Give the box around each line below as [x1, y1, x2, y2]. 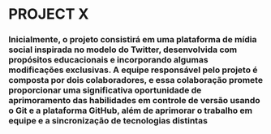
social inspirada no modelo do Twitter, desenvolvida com [8, 44, 238, 55]
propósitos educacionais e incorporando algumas [8, 54, 209, 66]
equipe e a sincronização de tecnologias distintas [8, 115, 209, 127]
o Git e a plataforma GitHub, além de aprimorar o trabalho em [8, 105, 253, 116]
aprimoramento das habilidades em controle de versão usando [8, 95, 261, 106]
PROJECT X [8, 5, 89, 24]
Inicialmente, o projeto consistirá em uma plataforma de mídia [8, 34, 257, 45]
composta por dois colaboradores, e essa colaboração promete [8, 75, 264, 86]
